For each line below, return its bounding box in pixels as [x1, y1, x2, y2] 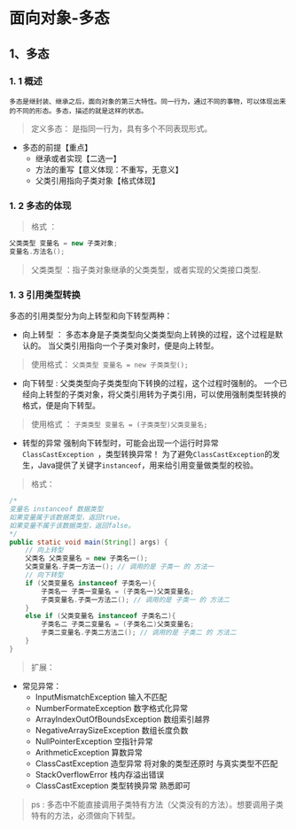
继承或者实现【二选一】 [35, 152, 121, 164]
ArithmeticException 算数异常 [35, 747, 144, 757]
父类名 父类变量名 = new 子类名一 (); [25, 554, 149, 563]
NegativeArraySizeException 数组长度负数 [35, 724, 189, 735]
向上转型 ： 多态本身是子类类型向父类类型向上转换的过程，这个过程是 [21, 329, 276, 340]
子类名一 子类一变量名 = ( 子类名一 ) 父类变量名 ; [41, 586, 195, 596]
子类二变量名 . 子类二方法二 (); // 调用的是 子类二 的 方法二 [41, 628, 237, 638]
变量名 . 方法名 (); [9, 247, 66, 257]
